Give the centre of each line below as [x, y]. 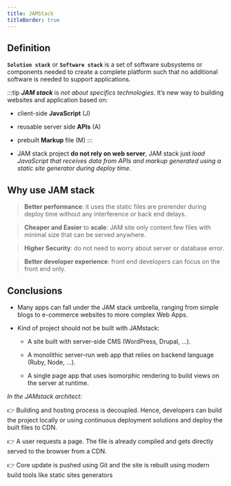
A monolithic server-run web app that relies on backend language [121, 355]
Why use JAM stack [51, 190]
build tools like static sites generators [60, 475]
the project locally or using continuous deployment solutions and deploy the [115, 420]
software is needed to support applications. [69, 80]
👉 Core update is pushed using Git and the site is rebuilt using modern [108, 465]
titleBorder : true [33, 20]
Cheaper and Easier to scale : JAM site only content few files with [118, 227]
